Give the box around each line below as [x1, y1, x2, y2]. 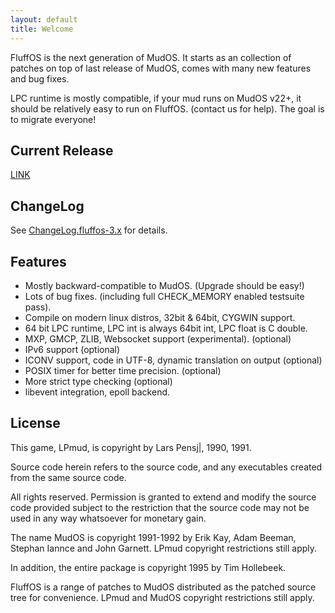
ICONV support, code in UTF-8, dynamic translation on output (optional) [24, 354, 323, 366]
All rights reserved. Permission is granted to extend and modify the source [10, 491, 317, 503]
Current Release [10, 142, 114, 159]
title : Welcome [10, 24, 74, 34]
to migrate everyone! [10, 113, 97, 125]
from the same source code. [10, 471, 127, 483]
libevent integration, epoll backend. [24, 386, 171, 398]
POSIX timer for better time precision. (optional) [24, 364, 222, 376]
